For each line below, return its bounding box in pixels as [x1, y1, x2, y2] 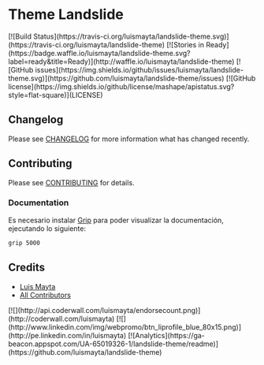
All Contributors [19, 290, 71, 300]
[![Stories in [166, 39, 205, 49]
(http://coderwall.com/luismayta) [8, 314, 115, 323]
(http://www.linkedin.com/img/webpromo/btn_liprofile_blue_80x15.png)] [8, 322, 242, 332]
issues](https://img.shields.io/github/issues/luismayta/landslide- [35, 65, 244, 74]
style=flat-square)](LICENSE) [8, 90, 104, 99]
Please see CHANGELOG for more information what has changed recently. [8, 134, 250, 143]
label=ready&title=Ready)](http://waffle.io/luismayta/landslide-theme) [8, 57, 235, 66]
